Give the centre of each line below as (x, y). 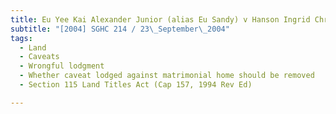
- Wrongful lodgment (62, 66)
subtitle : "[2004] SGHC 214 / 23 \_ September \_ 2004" (120, 29)
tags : (21, 38)
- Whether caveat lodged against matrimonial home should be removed (167, 76)
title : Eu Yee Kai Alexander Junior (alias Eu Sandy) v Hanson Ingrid (160, 19)
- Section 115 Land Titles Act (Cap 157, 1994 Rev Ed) (136, 85)
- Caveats (39, 57)
